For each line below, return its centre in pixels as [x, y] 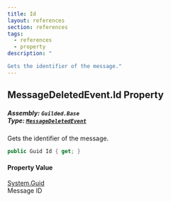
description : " [30, 54]
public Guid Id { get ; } [44, 152]
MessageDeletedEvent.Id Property [86, 95]
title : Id [22, 14]
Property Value [30, 167]
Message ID [25, 191]
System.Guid [26, 183]
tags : [15, 34]
